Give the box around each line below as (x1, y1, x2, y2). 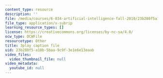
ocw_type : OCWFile (5, 34, 42, 39)
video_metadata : (5, 61, 38, 66)
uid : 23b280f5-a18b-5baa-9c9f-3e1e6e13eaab (5, 47, 95, 52)
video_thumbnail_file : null (9, 57, 66, 62)
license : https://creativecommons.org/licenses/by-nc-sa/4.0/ (5, 30, 133, 34)
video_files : (5, 52, 32, 57)
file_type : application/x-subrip (5, 20, 73, 26)
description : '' (5, 12, 38, 16)
